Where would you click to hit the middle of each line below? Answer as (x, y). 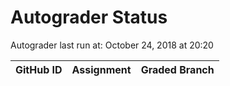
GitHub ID (39, 69)
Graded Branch (177, 69)
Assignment (101, 69)
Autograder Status (89, 17)
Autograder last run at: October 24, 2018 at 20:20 (112, 45)
